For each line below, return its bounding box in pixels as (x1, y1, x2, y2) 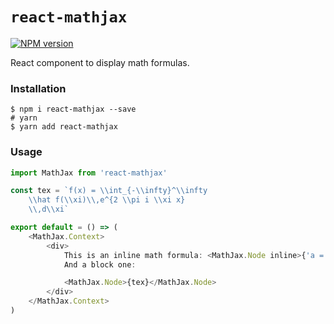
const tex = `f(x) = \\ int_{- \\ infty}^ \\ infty (10, 186, 208, 196)
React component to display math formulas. (10, 56, 190, 68)
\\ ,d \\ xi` (28, 204, 70, 215)
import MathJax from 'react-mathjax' (10, 168, 168, 178)
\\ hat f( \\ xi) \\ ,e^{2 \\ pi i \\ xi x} (28, 195, 186, 205)
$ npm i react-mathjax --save (10, 104, 137, 115)
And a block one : (63, 259, 137, 270)
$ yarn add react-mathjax (10, 122, 118, 132)
